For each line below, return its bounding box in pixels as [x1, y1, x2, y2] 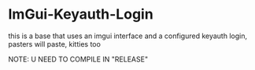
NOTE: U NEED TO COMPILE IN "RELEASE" [8, 54, 148, 64]
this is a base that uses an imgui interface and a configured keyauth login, [8, 31, 248, 40]
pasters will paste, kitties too [8, 39, 101, 48]
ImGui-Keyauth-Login [8, 5, 153, 23]
